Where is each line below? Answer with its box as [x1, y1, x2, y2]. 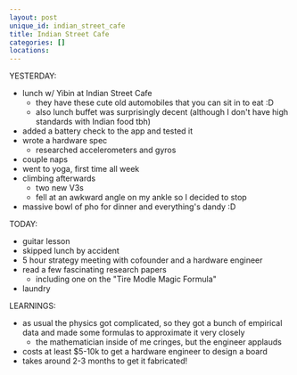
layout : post [9, 12, 58, 22]
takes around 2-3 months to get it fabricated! [21, 355, 188, 366]
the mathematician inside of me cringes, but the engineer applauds [35, 337, 283, 347]
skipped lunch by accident [21, 246, 120, 257]
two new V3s [35, 183, 85, 193]
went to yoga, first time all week [21, 164, 140, 175]
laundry [21, 283, 51, 294]
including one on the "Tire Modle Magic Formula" [35, 273, 217, 285]
